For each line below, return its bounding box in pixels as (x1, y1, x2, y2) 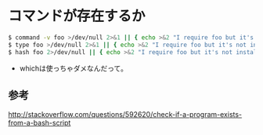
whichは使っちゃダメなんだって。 (19, 64, 128, 73)
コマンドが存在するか (8, 7, 146, 25)
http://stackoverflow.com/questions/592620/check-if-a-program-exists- (8, 110, 243, 119)
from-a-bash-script (8, 119, 71, 128)
